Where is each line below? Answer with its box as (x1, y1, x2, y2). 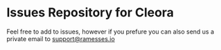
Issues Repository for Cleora (6, 5, 175, 21)
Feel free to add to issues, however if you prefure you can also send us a (6, 27, 215, 36)
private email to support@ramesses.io (6, 34, 115, 42)
